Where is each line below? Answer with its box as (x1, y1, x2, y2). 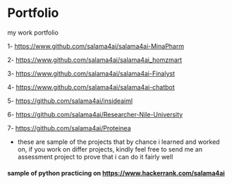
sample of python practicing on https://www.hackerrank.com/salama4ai (7, 168, 226, 177)
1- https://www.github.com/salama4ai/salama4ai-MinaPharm (7, 42, 185, 50)
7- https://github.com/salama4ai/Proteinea (7, 123, 132, 132)
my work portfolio (7, 28, 59, 37)
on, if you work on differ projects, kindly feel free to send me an (17, 145, 203, 153)
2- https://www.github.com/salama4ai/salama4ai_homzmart (7, 55, 182, 64)
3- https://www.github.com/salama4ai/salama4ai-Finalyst (7, 69, 175, 78)
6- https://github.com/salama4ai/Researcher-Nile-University (7, 110, 183, 118)
